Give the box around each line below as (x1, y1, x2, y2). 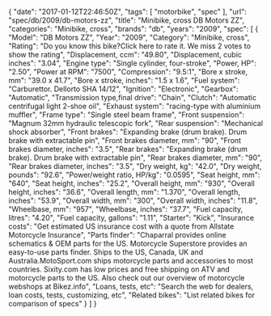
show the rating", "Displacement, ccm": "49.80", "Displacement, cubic (8, 50, 243, 59)
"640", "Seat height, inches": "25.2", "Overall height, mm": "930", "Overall (8, 179, 255, 188)
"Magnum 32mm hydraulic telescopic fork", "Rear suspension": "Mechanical (8, 119, 264, 128)
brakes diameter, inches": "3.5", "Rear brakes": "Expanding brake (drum (8, 145, 248, 154)
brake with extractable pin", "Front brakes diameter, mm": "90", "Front (8, 136, 241, 145)
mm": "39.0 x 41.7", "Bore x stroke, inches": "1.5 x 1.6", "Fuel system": (8, 76, 240, 85)
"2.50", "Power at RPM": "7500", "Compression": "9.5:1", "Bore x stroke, (8, 67, 248, 76)
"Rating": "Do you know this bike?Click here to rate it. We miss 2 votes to (8, 41, 251, 51)
